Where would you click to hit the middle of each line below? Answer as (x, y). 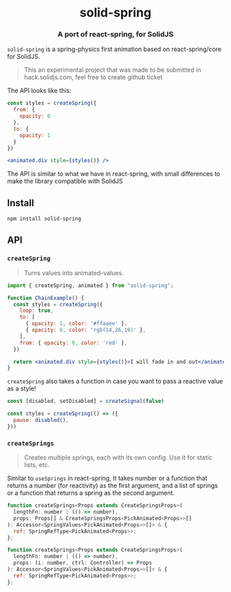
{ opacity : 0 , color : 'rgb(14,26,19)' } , (86, 330)
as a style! (22, 388)
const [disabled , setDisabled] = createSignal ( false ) (86, 402)
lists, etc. (37, 465)
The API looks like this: (39, 90)
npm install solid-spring (44, 219)
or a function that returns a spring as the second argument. (91, 493)
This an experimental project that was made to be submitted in (112, 70)
